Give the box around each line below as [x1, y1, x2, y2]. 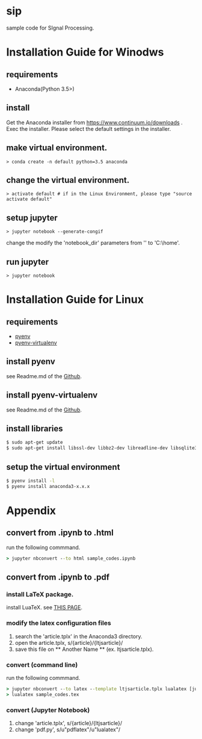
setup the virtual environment [6, 461, 120, 472]
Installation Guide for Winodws [6, 45, 164, 59]
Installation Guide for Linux [6, 293, 144, 306]
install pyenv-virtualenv [6, 390, 98, 401]
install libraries [6, 423, 63, 434]
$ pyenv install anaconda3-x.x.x [6, 483, 90, 489]
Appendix [6, 504, 56, 517]
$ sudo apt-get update [6, 439, 63, 446]
